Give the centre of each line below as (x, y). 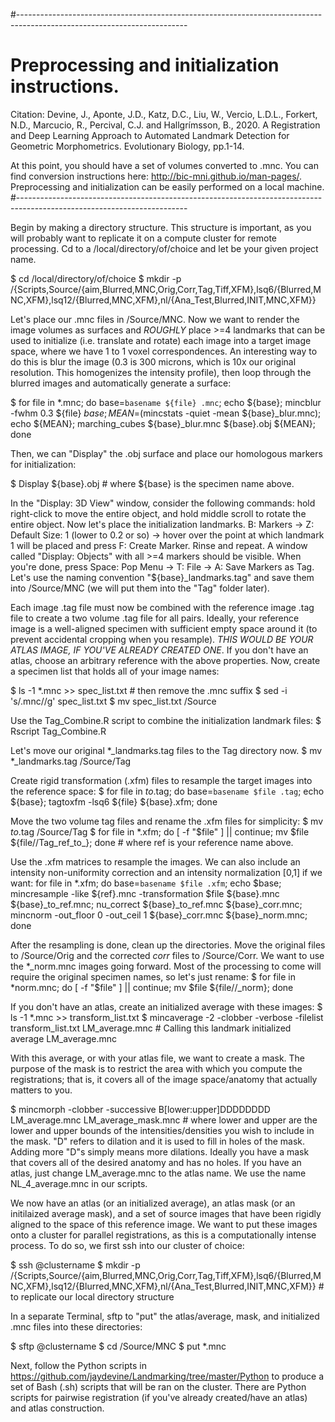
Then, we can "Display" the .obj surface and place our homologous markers (166, 453)
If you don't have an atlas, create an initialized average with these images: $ (166, 1006)
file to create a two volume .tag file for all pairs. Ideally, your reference (155, 618)
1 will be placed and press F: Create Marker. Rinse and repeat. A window (159, 545)
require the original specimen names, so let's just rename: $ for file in (153, 976)
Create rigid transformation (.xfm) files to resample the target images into (161, 780)
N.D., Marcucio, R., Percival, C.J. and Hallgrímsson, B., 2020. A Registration (165, 125)
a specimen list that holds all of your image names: (115, 671)
